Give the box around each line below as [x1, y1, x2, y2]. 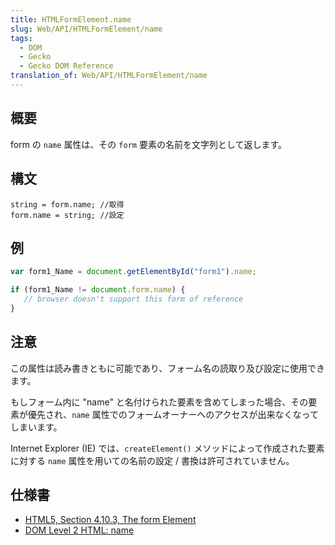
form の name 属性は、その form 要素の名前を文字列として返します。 [10, 138, 288, 150]
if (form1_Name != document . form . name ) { [10, 285, 186, 295]
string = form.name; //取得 [10, 199, 125, 210]
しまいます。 [10, 421, 63, 433]
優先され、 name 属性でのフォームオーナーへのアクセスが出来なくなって [27, 408, 319, 420]
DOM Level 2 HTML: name [24, 524, 135, 536]
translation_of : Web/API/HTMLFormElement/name [10, 71, 208, 81]
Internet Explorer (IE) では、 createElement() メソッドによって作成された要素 [10, 442, 325, 454]
